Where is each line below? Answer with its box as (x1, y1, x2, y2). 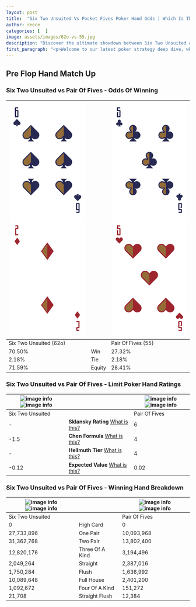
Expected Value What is (68, 461, 127, 468)
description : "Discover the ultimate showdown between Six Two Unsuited (6, 40, 187, 46)
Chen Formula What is (68, 433, 123, 440)
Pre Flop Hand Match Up (6, 69, 96, 79)
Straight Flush (78, 592, 113, 599)
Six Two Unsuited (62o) (8, 340, 66, 347)
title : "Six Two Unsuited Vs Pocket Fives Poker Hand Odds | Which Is (6, 15, 184, 22)
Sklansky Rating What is (68, 418, 128, 425)
